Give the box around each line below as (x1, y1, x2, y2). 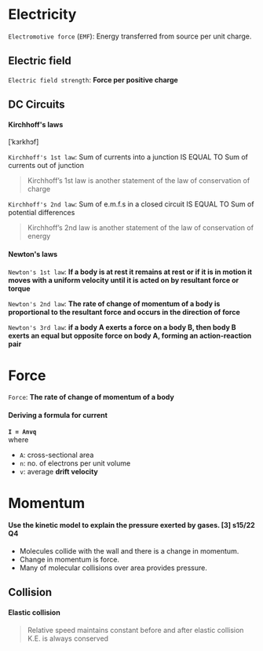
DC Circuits (8, 98, 65, 112)
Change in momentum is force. (19, 555, 120, 565)
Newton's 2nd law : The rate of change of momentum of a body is (8, 298, 221, 308)
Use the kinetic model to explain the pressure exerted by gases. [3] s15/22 (8, 521, 255, 530)
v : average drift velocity (19, 466, 98, 476)
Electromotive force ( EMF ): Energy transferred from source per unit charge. (8, 31, 252, 41)
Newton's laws (8, 249, 58, 258)
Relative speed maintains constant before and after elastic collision (27, 625, 244, 635)
